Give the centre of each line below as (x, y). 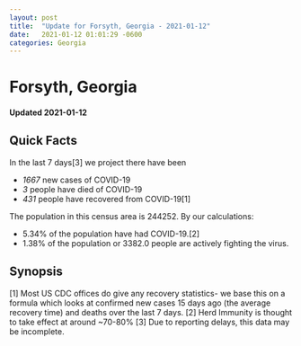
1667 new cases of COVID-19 (76, 180)
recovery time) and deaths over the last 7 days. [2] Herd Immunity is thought (151, 312)
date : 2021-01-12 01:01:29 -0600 (76, 34)
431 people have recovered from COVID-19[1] (106, 199)
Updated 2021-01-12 (49, 112)
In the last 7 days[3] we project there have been (98, 162)
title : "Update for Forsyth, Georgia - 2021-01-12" (110, 26)
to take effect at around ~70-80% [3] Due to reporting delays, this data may (150, 322)
